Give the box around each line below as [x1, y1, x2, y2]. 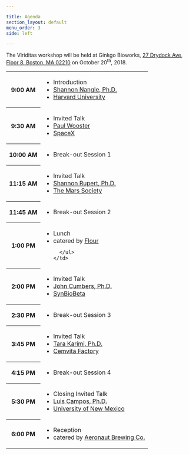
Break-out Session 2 [53, 208, 111, 216]
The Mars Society [53, 186, 102, 195]
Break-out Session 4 [53, 368, 111, 377]
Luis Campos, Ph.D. [53, 397, 108, 405]
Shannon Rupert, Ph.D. [53, 179, 116, 187]
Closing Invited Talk [53, 389, 108, 398]
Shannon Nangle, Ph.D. [53, 85, 117, 93]
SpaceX [53, 129, 75, 137]
